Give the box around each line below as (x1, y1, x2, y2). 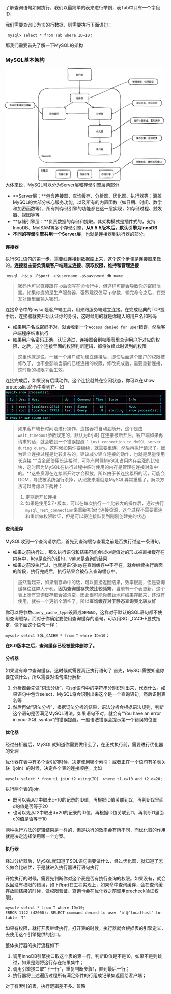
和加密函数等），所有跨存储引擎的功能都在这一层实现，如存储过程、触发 (12, 206, 162, 212)
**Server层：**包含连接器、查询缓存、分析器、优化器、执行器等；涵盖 (12, 193, 162, 199)
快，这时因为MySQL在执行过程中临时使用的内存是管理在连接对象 (17, 464, 154, 470)
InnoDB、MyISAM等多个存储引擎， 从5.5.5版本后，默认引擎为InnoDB (12, 225, 158, 231)
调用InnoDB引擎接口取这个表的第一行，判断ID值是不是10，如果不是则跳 (12, 953, 162, 959)
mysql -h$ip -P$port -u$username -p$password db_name (6, 274, 123, 279)
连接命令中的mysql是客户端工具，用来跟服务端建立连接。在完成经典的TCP (5, 307, 161, 313)
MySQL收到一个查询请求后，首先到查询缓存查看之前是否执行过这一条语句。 (5, 538, 164, 544)
